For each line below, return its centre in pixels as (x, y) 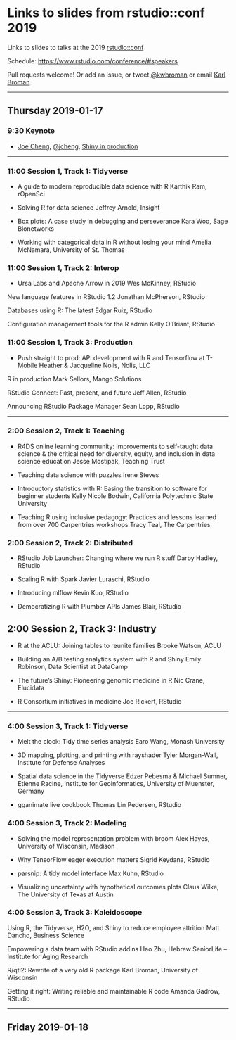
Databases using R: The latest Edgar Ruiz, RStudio (80, 310)
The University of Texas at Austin (65, 894)
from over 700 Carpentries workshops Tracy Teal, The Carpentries (114, 524)
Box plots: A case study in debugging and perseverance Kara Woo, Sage (123, 221)
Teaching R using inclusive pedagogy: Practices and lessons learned (117, 517)
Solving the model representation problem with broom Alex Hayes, (113, 838)
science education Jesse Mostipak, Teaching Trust (91, 461)
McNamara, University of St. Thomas (71, 249)
